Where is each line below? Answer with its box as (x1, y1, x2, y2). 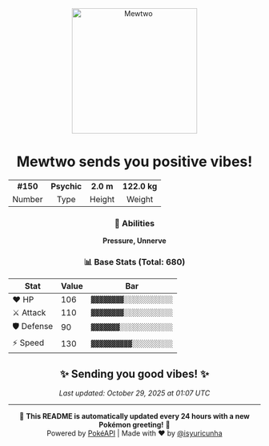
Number (12, 193, 43, 205)
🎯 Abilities (114, 217, 155, 229)
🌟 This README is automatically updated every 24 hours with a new (19, 412, 250, 421)
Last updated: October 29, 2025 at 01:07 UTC (58, 388, 211, 398)
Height (89, 193, 115, 205)
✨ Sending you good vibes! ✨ (59, 367, 210, 380)
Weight (126, 193, 154, 205)
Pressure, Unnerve (102, 236, 167, 245)
